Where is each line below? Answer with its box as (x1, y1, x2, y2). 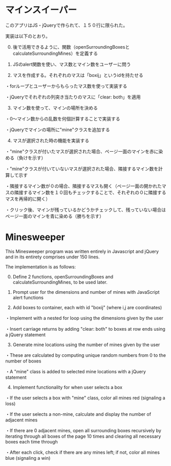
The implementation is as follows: (5, 264, 76, 270)
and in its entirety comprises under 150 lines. (5, 254, 100, 260)
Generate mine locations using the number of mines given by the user (12, 341, 160, 348)
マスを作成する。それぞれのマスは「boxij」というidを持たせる (12, 72, 143, 78)
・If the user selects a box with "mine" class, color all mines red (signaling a (5, 395, 165, 401)
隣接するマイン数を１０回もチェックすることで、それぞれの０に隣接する (14, 189, 166, 195)
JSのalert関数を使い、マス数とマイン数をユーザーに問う (12, 61, 131, 67)
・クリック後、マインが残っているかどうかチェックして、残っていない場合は (5, 207, 166, 213)
